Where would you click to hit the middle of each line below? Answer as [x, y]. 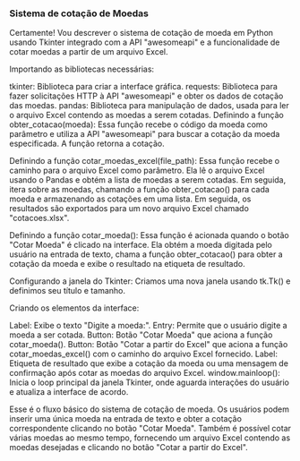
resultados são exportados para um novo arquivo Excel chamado [129, 209]
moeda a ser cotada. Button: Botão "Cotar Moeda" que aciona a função [141, 335]
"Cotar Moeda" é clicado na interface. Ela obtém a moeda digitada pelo [141, 245]
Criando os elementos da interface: [74, 308]
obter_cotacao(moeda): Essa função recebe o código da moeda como [139, 124]
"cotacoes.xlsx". [39, 218]
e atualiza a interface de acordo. [69, 392]
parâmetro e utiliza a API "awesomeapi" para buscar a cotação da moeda [145, 134]
